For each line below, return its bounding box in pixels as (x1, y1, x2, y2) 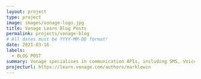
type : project (6, 14, 42, 20)
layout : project (6, 8, 47, 15)
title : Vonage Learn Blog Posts (6, 25, 87, 31)
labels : (6, 48, 26, 53)
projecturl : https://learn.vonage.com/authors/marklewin (6, 64, 151, 70)
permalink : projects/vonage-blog (6, 31, 90, 37)
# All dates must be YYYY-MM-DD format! (6, 36, 109, 42)
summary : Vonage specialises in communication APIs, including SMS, (6, 58, 181, 64)
